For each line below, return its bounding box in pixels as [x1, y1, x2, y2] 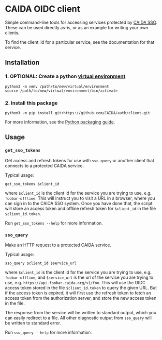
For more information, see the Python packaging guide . [5, 119, 115, 125]
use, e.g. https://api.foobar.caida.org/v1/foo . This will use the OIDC [5, 279, 146, 285]
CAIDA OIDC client [5, 3, 81, 15]
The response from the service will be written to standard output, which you [5, 309, 156, 315]
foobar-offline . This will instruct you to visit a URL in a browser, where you [5, 195, 155, 201]
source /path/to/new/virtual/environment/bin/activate [5, 88, 118, 93]
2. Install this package [5, 100, 58, 106]
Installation [5, 58, 40, 67]
